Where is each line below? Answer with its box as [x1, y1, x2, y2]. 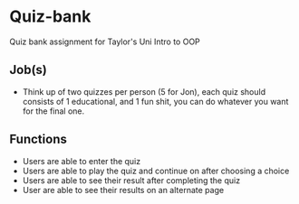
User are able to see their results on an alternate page [22, 184, 225, 195]
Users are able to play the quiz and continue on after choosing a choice [22, 165, 290, 176]
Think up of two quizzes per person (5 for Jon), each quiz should [22, 86, 265, 97]
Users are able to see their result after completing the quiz [22, 174, 241, 186]
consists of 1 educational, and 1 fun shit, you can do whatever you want [22, 96, 289, 107]
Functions [9, 132, 68, 147]
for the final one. [22, 106, 85, 116]
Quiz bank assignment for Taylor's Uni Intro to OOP [9, 36, 201, 47]
